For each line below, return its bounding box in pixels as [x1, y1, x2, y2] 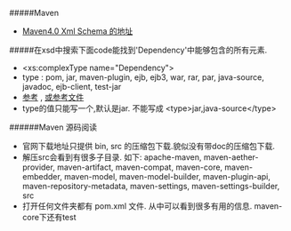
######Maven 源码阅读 [9, 122, 98, 132]
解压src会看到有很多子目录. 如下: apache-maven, [21, 152, 202, 163]
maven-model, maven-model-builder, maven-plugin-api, [63, 171, 271, 181]
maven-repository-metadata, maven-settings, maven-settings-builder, [21, 181, 280, 191]
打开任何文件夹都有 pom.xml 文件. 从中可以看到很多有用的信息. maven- [21, 201, 283, 211]
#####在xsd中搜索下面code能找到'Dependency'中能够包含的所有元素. [9, 44, 268, 55]
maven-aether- [203, 152, 259, 163]
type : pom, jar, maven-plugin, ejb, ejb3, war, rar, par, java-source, [21, 72, 264, 83]
